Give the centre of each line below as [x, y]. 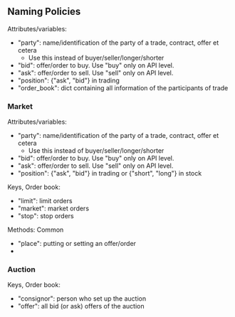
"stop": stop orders [46, 216]
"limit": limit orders [45, 201]
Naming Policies [44, 12]
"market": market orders [53, 208]
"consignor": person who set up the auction [82, 299]
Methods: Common [36, 230]
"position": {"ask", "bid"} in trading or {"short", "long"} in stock [110, 173]
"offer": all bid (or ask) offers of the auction [81, 306]
